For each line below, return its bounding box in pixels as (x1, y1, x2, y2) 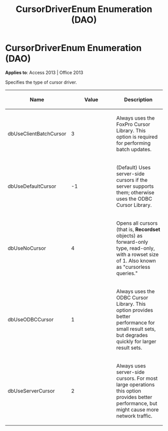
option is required (116, 133, 158, 140)
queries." (116, 269, 138, 276)
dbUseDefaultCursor (7, 183, 56, 190)
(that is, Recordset (116, 226, 160, 233)
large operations (116, 381, 155, 388)
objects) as (116, 232, 142, 239)
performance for (116, 319, 155, 326)
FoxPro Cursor (116, 121, 150, 128)
